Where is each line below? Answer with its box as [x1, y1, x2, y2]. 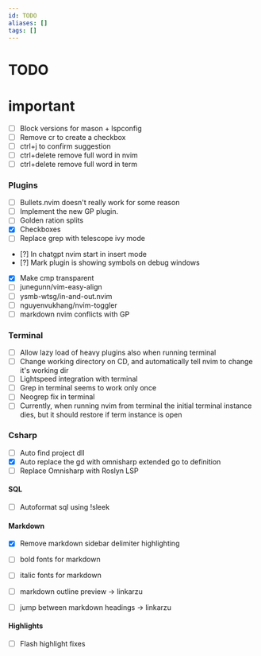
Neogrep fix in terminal [19, 392, 95, 402]
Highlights [8, 621, 44, 631]
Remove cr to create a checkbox [19, 132, 126, 142]
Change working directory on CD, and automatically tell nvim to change [19, 357, 253, 367]
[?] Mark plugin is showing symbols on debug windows [19, 258, 200, 267]
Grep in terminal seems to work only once [19, 383, 157, 393]
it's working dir [19, 366, 69, 375]
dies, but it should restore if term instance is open [19, 410, 182, 420]
